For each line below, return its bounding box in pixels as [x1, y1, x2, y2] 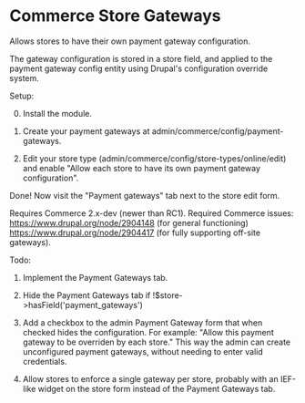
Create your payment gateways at [22, 125, 150, 137]
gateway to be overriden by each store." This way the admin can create [22, 336, 291, 347]
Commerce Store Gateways [9, 5, 221, 26]
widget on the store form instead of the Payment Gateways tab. [37, 383, 276, 394]
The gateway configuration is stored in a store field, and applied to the [9, 53, 273, 64]
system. [9, 72, 39, 83]
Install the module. [22, 108, 93, 119]
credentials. [22, 356, 67, 367]
